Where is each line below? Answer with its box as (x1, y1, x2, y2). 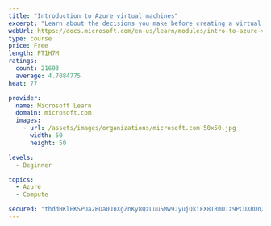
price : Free (8, 42, 48, 50)
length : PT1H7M (8, 49, 60, 57)
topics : (8, 175, 35, 184)
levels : (8, 153, 35, 161)
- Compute (15, 190, 48, 199)
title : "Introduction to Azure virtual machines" (8, 11, 179, 20)
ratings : (8, 57, 38, 65)
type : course (8, 34, 52, 43)
